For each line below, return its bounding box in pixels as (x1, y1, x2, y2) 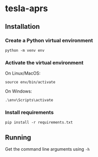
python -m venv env (5, 48, 45, 53)
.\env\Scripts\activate (5, 98, 54, 103)
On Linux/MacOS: (5, 70, 40, 76)
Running (5, 133, 32, 141)
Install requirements (5, 109, 54, 116)
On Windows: (5, 88, 32, 94)
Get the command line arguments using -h (5, 146, 90, 152)
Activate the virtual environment (5, 59, 84, 66)
